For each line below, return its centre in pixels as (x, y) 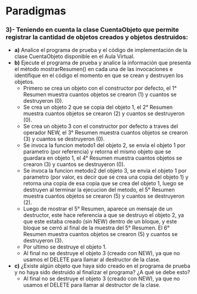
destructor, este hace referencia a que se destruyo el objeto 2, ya (104, 215)
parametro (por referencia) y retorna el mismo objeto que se (97, 152)
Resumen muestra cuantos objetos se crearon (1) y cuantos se (100, 94)
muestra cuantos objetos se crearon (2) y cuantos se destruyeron (104, 114)
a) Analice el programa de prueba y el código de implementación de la (101, 50)
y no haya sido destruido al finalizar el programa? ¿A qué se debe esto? (102, 272)
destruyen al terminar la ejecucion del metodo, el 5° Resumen (99, 190)
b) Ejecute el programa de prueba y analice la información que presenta (103, 63)
